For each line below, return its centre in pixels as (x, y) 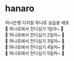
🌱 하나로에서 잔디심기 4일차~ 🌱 (35, 47)
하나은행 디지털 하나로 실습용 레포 (37, 22)
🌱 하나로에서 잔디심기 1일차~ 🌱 (34, 29)
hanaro (20, 9)
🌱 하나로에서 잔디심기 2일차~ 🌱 (35, 35)
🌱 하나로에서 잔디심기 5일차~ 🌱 (35, 53)
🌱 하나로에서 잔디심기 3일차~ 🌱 (35, 41)
